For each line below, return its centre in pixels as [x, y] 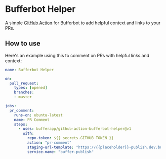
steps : [21, 124]
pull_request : [24, 83]
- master [23, 97]
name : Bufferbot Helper [30, 70]
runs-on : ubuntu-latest [39, 115]
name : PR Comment [32, 119]
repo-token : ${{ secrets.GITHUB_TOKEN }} [70, 138]
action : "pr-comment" [49, 143]
